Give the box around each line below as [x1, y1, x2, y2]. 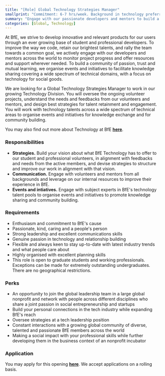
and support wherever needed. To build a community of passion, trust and [5, 60, 156, 66]
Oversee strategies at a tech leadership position [12, 317, 110, 323]
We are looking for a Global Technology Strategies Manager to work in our [5, 86, 156, 91]
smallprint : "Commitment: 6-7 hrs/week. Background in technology [5, 12, 144, 17]
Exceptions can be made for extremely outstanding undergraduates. [12, 262, 151, 268]
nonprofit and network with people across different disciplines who [12, 296, 148, 302]
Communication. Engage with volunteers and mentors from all [12, 171, 139, 177]
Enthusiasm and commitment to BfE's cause [12, 220, 102, 226]
